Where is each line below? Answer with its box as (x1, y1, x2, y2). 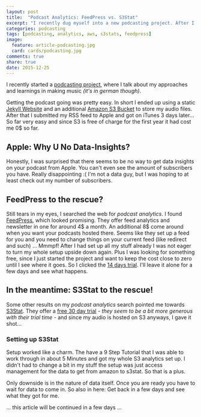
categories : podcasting (6, 25, 66, 32)
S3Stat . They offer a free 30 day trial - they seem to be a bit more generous (6, 307, 193, 314)
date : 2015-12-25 (6, 64, 50, 71)
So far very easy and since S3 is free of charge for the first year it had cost (6, 118, 191, 125)
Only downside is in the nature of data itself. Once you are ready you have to (6, 379, 196, 387)
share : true (6, 59, 36, 65)
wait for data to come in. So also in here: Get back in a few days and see (6, 386, 185, 393)
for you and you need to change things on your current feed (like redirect (6, 236, 187, 243)
